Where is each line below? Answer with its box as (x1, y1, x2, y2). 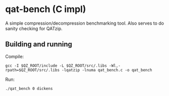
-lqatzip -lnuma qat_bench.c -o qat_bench (61, 67, 152, 72)
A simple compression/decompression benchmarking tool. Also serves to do (5, 20, 164, 26)
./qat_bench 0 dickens (5, 86, 53, 91)
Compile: (5, 53, 24, 59)
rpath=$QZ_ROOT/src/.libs (5, 67, 60, 72)
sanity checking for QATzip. (5, 25, 63, 31)
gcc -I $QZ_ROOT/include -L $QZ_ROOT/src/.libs (5, 63, 107, 68)
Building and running (5, 40, 72, 49)
